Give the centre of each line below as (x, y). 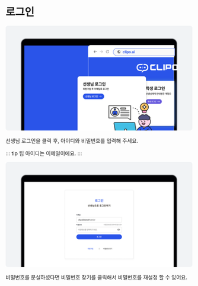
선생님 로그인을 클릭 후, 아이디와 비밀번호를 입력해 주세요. (72, 141)
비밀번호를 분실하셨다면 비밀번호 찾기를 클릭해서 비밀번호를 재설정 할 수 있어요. (97, 277)
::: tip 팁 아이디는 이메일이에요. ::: (44, 153)
